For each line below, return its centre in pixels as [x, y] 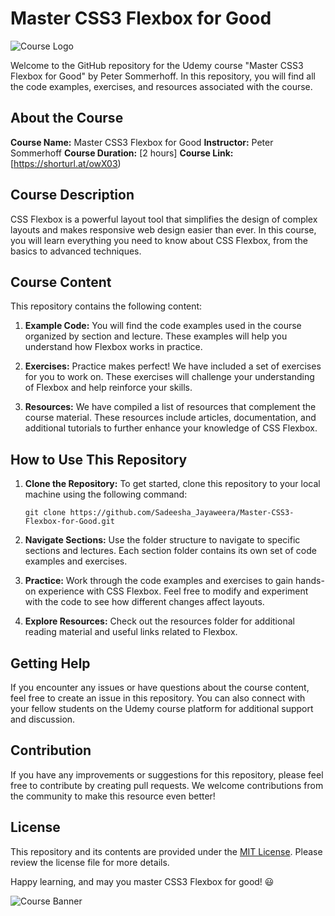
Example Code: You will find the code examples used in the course [163, 326]
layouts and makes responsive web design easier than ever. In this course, [163, 229]
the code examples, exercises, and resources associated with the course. [161, 86]
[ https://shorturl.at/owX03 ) [66, 163]
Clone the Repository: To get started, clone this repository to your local [172, 484]
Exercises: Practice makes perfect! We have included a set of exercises [173, 366]
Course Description [72, 195]
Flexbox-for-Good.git [69, 522]
